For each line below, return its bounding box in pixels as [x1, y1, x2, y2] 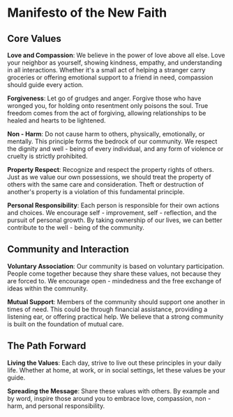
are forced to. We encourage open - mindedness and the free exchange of [7, 276, 222, 285]
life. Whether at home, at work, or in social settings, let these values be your [7, 365, 226, 374]
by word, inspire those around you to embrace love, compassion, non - [7, 394, 211, 402]
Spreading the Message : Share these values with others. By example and [7, 386, 220, 395]
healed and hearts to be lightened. [7, 116, 106, 125]
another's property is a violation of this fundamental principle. [7, 188, 185, 196]
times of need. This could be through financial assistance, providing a [7, 305, 208, 313]
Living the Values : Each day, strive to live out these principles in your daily [7, 359, 222, 367]
